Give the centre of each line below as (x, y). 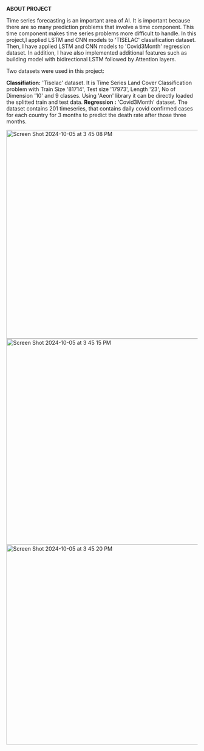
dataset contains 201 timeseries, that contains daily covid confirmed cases (100, 108)
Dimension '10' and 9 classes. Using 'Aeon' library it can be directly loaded (100, 96)
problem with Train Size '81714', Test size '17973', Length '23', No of (91, 89)
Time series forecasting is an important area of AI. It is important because (98, 20)
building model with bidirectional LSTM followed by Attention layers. (91, 59)
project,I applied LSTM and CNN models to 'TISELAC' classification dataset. (101, 40)
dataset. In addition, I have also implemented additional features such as (97, 53)
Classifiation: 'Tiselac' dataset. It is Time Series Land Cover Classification (99, 83)
